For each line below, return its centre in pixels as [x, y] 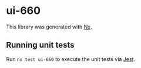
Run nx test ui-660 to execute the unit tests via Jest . [71, 59]
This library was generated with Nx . [49, 27]
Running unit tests [40, 45]
